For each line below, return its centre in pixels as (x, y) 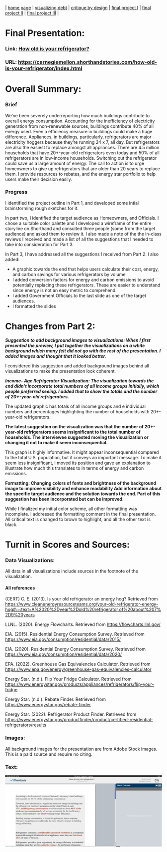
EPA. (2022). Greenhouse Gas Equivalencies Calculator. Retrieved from (78, 664)
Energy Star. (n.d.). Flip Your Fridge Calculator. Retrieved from (68, 679)
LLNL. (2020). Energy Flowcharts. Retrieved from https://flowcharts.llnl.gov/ (83, 624)
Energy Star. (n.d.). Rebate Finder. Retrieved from (55, 699)
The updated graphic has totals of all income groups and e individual (75, 406)
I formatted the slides (34, 306)
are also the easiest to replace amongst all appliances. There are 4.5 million (82, 147)
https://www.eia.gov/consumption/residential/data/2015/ (63, 639)
